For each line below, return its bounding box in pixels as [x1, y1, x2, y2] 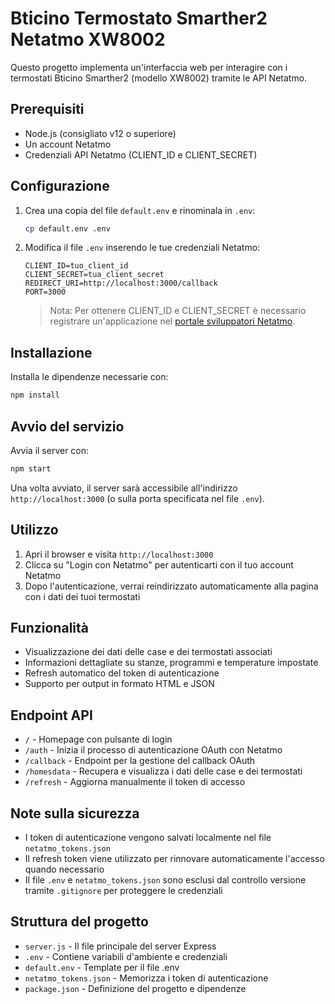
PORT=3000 [24, 287, 67, 297]
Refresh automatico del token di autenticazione [24, 667, 220, 679]
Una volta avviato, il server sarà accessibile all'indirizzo [10, 482, 238, 494]
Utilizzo [10, 522, 59, 539]
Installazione [10, 344, 93, 361]
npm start [10, 463, 52, 474]
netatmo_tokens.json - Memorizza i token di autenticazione [24, 972, 269, 984]
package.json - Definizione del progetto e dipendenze [24, 982, 247, 994]
